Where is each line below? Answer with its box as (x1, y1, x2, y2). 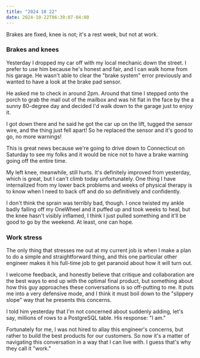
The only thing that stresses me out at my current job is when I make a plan (6, 247, 191, 254)
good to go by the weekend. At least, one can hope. (6, 218, 134, 226)
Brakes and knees (6, 45, 59, 54)
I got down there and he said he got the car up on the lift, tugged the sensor (6, 120, 193, 127)
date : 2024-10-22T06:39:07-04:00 (6, 14, 90, 20)
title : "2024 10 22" (6, 8, 58, 15)
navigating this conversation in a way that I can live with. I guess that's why (6, 338, 191, 346)
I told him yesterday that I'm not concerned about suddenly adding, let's (6, 308, 184, 315)
